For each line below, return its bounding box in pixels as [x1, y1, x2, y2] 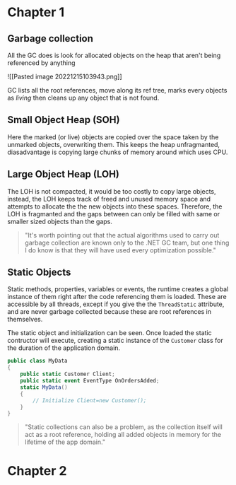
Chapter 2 [7, 462, 67, 479]
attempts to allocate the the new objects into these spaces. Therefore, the [7, 202, 223, 211]
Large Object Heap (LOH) [7, 168, 120, 180]
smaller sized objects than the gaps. [7, 217, 113, 226]
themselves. [7, 315, 43, 324]
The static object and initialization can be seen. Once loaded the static [7, 329, 212, 337]
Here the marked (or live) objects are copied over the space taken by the [7, 132, 219, 141]
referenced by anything [7, 59, 76, 67]
